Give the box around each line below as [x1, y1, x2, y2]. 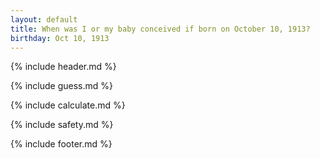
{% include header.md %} [10, 61, 117, 73]
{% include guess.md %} [10, 80, 113, 92]
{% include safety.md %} [10, 119, 114, 131]
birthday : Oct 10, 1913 [10, 33, 110, 43]
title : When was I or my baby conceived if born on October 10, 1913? [10, 24, 311, 34]
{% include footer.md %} [10, 138, 113, 150]
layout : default [10, 14, 78, 25]
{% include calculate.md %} [10, 99, 126, 111]
